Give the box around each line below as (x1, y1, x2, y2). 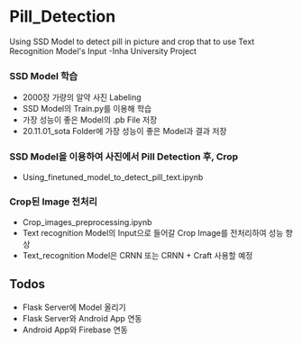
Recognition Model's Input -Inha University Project (9, 45, 197, 56)
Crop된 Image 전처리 (9, 195, 97, 208)
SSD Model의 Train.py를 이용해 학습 (22, 104, 152, 114)
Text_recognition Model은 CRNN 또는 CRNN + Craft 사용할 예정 (22, 249, 253, 260)
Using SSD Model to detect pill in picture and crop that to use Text (9, 36, 255, 47)
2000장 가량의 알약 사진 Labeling (22, 92, 142, 103)
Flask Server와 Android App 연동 (22, 312, 142, 323)
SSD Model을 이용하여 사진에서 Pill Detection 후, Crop (9, 150, 239, 163)
